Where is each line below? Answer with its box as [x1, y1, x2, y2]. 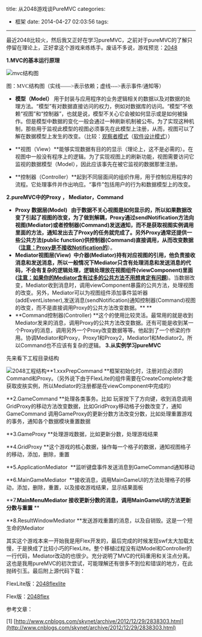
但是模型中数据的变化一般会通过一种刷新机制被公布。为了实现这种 [25, 118, 189, 125]
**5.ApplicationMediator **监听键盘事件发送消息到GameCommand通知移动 [6, 464, 195, 470]
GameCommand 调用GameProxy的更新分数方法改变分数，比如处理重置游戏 [6, 410, 192, 417]
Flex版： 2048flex [6, 593, 50, 600]
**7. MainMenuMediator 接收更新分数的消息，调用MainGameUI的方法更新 [6, 497, 191, 503]
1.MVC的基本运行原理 [6, 57, 60, 64]
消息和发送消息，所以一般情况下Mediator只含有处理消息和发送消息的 [14, 259, 186, 266]
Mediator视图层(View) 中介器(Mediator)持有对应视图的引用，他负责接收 [14, 251, 195, 259]
